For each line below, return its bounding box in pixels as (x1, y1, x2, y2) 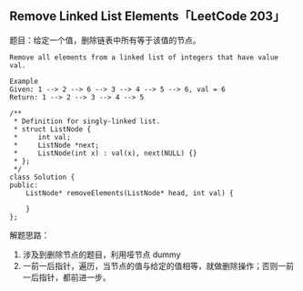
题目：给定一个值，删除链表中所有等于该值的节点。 (9, 35, 201, 46)
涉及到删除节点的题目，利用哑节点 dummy (22, 249, 181, 260)
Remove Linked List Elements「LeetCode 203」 (9, 8, 286, 25)
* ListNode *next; (13, 140, 100, 150)
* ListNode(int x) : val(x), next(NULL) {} (13, 149, 197, 158)
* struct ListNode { (13, 124, 92, 134)
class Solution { (9, 172, 76, 182)
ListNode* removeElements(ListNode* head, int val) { (25, 188, 234, 198)
